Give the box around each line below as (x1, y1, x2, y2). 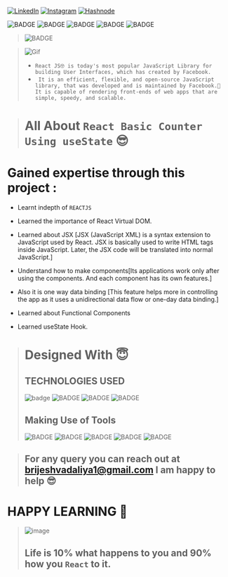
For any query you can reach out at (24, 453, 180, 465)
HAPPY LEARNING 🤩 (7, 503, 128, 519)
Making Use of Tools (24, 414, 116, 426)
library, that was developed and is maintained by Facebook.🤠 (34, 82, 221, 89)
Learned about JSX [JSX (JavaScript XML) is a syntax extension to (17, 231, 211, 239)
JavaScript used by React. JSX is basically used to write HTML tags (17, 238, 214, 246)
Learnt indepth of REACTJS (17, 203, 92, 212)
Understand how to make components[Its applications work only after (17, 267, 220, 275)
